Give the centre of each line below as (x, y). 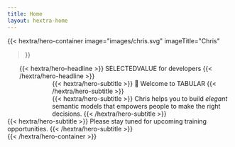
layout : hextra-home (38, 21)
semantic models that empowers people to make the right (136, 106)
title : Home (25, 14)
